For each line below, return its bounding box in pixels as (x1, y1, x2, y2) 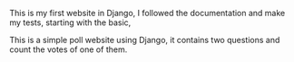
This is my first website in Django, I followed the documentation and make (9, 8, 286, 18)
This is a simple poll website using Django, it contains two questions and (9, 35, 280, 45)
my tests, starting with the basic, (9, 17, 132, 28)
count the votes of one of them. (9, 44, 128, 55)
